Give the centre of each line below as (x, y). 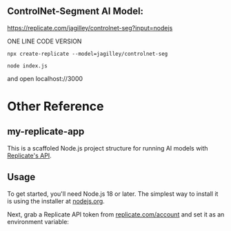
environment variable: (38, 221)
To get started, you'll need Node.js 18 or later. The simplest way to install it (113, 194)
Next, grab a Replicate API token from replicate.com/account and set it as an (116, 214)
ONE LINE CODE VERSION (44, 41)
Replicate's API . (29, 155)
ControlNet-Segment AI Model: (75, 11)
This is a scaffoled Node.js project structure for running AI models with (108, 148)
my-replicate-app (46, 132)
